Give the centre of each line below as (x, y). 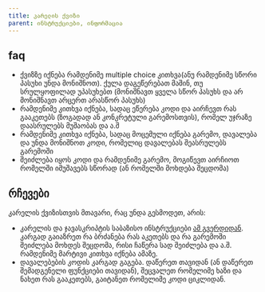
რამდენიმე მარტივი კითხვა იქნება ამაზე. (89, 254)
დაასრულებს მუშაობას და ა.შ (69, 126)
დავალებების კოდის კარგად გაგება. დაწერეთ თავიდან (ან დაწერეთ (136, 262)
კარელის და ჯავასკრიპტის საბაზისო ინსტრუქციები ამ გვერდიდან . (131, 228)
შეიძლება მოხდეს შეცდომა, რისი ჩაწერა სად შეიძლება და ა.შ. (126, 246)
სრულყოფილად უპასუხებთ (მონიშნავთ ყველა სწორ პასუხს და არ (131, 92)
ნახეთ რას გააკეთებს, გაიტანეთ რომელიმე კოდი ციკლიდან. (123, 279)
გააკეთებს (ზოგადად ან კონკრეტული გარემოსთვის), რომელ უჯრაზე (136, 118)
